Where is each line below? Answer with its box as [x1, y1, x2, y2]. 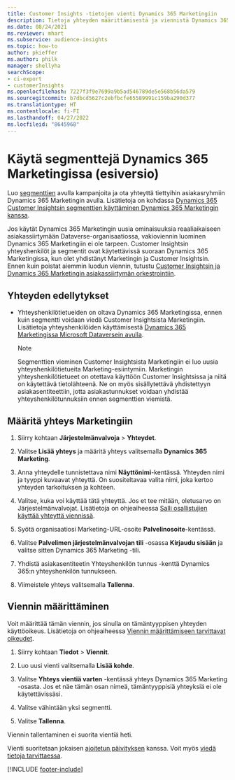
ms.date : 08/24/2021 [7, 23, 68, 30]
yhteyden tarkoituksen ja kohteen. [17, 483, 115, 492]
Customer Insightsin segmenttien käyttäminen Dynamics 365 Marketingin [7, 204, 219, 212]
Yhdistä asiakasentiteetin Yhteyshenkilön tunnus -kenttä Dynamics [17, 560, 210, 568]
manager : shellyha [7, 62, 61, 69]
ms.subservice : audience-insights [7, 36, 108, 43]
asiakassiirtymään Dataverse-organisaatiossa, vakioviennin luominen [7, 232, 206, 241]
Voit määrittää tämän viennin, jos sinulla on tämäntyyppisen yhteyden [7, 619, 207, 627]
